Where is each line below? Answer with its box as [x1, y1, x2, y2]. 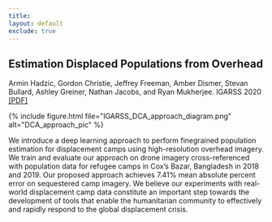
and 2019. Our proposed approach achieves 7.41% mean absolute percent [8, 170, 256, 180]
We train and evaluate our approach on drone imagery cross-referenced [8, 153, 250, 163]
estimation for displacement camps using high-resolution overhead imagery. [8, 144, 264, 154]
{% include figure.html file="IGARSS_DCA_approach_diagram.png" [8, 111, 232, 122]
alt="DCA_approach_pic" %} [8, 120, 104, 130]
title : [8, 11, 31, 20]
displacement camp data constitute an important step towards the [28, 187, 250, 197]
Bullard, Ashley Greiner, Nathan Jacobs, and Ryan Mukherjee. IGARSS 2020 [8, 87, 262, 97]
